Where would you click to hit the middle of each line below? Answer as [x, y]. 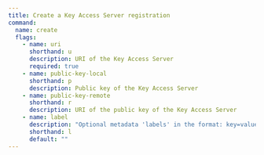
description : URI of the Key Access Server [101, 59]
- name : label [45, 117]
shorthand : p [50, 81]
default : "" [48, 139]
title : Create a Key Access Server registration [89, 15]
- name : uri [42, 45]
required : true [54, 67]
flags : [26, 37]
